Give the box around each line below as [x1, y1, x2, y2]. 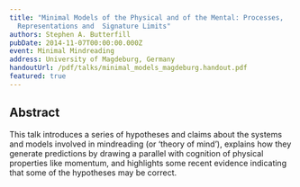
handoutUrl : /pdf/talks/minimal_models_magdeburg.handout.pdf [9, 64, 248, 73]
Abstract [9, 105, 60, 120]
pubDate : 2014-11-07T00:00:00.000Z [9, 38, 143, 48]
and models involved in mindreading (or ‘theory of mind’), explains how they [9, 138, 292, 149]
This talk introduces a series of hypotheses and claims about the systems [9, 129, 282, 139]
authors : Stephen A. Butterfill [9, 30, 131, 39]
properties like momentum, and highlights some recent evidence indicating [9, 157, 286, 168]
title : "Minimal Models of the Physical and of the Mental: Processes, [9, 13, 284, 22]
